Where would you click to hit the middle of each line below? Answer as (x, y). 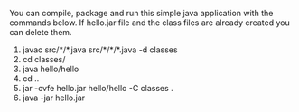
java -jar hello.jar (54, 98)
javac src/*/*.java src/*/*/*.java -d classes (100, 50)
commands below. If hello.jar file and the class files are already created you (150, 23)
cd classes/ (44, 59)
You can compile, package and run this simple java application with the (141, 13)
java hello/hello (51, 69)
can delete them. (41, 32)
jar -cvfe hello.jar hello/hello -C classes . (98, 88)
